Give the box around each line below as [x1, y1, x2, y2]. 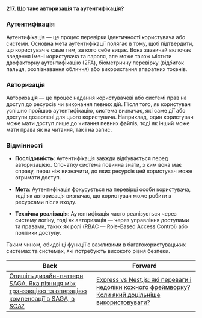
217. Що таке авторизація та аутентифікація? [6, 5, 124, 12]
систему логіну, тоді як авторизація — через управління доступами [14, 217, 189, 224]
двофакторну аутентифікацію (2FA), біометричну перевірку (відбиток [6, 59, 185, 66]
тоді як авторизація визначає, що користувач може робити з [14, 192, 171, 199]
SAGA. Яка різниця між [9, 279, 76, 288]
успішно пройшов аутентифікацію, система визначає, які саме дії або [6, 107, 186, 114]
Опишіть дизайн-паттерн [9, 272, 84, 280]
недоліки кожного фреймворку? [96, 283, 191, 291]
